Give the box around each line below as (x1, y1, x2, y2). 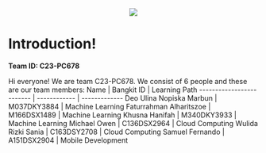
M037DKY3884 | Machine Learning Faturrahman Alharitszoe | (8, 101, 211, 111)
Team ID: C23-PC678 (8, 61, 80, 71)
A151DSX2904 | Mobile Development (8, 135, 129, 145)
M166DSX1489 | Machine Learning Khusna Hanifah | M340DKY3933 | (8, 110, 237, 120)
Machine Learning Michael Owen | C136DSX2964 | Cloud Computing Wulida (8, 118, 258, 128)
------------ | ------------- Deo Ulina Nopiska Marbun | (37, 93, 218, 102)
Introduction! (8, 35, 97, 53)
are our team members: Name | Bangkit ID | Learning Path (8, 85, 198, 94)
